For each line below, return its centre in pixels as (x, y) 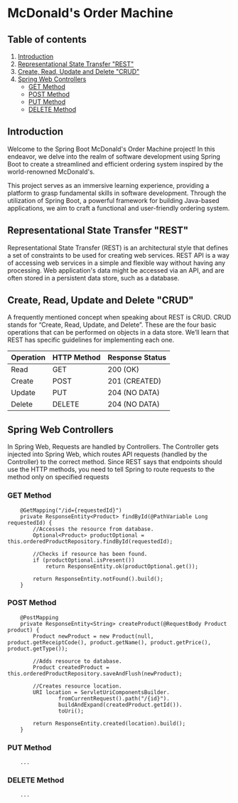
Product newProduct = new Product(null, (93, 636)
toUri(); (71, 711)
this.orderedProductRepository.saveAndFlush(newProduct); (95, 673)
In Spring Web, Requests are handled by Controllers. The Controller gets (113, 447)
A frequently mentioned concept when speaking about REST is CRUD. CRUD (119, 317)
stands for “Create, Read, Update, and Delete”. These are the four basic (112, 325)
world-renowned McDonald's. (51, 172)
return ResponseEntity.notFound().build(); (98, 579)
